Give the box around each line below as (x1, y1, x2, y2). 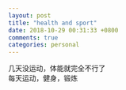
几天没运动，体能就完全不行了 (8, 64, 105, 73)
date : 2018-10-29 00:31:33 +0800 (8, 26, 119, 34)
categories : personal (8, 41, 80, 49)
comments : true (8, 33, 59, 42)
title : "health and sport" (8, 19, 97, 27)
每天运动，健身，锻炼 (8, 73, 78, 83)
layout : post (8, 11, 52, 20)
